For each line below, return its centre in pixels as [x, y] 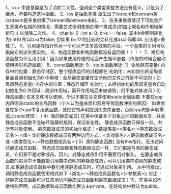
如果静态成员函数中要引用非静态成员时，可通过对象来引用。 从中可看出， [87, 167]
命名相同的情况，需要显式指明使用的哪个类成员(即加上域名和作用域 [89, 27]
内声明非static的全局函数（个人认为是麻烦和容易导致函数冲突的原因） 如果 [83, 103]
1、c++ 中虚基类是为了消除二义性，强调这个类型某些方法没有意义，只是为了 [85, 7]
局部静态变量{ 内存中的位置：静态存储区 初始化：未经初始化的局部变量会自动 [85, 84]
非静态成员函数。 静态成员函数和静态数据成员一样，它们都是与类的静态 [79, 148]
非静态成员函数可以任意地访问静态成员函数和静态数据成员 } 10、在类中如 [81, 180]
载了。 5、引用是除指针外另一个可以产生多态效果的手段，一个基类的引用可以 [85, 46]
